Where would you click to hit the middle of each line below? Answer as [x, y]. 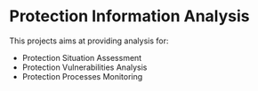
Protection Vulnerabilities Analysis [85, 67]
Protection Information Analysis [130, 16]
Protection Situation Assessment [82, 57]
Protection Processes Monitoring [82, 76]
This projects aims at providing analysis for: [89, 41]
